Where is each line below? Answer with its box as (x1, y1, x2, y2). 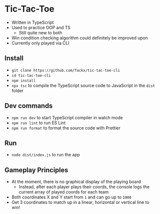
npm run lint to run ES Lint (11, 120, 66, 126)
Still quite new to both (18, 30, 62, 35)
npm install (11, 78, 36, 83)
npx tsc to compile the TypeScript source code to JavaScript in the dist (11, 82, 155, 88)
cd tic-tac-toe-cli (11, 73, 51, 78)
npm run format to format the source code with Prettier (11, 125, 121, 131)
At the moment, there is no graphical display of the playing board (11, 179, 141, 185)
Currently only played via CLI (11, 40, 70, 46)
